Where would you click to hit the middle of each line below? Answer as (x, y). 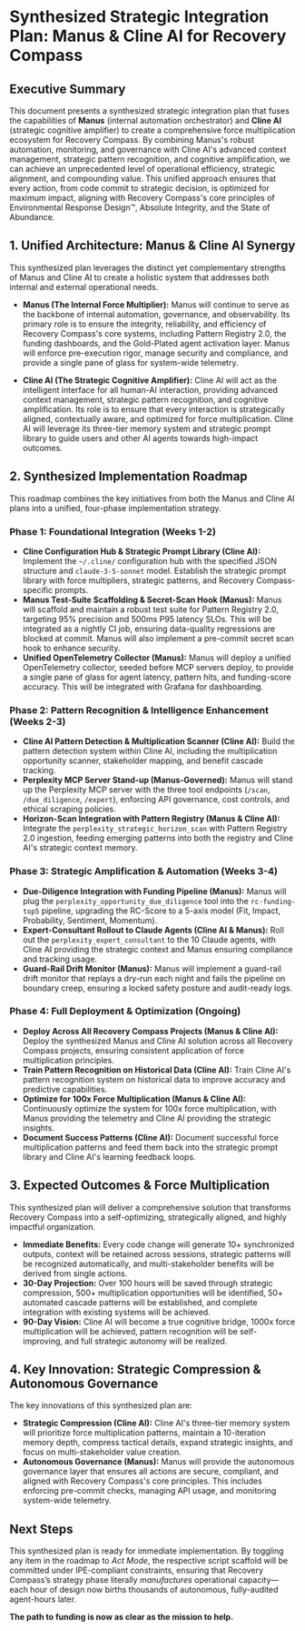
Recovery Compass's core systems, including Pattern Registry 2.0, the (154, 333)
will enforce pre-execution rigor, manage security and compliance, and (155, 353)
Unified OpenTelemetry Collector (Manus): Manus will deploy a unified (157, 658)
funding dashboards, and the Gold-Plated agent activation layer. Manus (156, 343)
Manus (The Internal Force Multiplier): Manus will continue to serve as (156, 304)
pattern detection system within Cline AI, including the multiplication (150, 751)
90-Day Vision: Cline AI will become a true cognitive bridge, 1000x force (159, 1322)
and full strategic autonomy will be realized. (146, 1341)
